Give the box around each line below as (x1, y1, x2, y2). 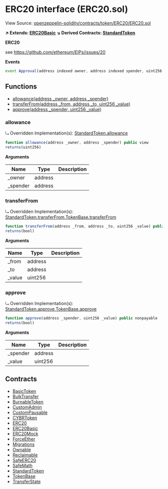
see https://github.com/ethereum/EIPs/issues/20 (5, 49, 106, 55)
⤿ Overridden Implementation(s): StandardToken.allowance (5, 130, 128, 136)
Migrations (12, 441, 35, 447)
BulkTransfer (12, 393, 39, 399)
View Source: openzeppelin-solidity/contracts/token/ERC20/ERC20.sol (5, 20, 151, 26)
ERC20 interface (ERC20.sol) (5, 3, 128, 15)
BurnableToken (12, 398, 44, 404)
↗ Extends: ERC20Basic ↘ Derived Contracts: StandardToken (5, 29, 135, 35)
